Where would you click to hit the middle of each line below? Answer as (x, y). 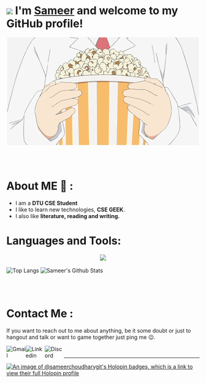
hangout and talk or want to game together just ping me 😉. (81, 337)
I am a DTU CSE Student (46, 203)
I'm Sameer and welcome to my (97, 11)
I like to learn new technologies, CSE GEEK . (70, 210)
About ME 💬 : (40, 186)
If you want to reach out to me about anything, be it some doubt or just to (99, 330)
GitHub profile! (45, 24)
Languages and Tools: (64, 241)
